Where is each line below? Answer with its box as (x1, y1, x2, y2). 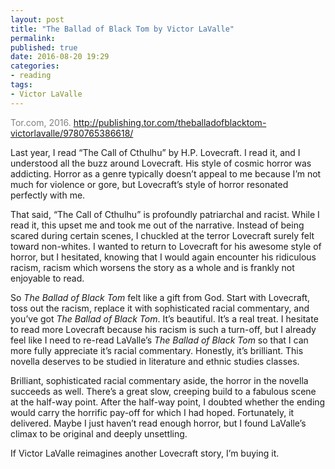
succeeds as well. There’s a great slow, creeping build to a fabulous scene (10, 385, 317, 397)
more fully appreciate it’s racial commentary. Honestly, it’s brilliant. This (10, 344, 304, 356)
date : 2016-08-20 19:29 (10, 52, 110, 62)
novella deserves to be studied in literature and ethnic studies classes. (10, 355, 300, 367)
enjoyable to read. (10, 272, 85, 284)
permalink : (10, 33, 56, 43)
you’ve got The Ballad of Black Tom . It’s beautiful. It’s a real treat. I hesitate (10, 312, 319, 325)
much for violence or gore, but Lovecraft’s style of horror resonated (10, 178, 289, 190)
